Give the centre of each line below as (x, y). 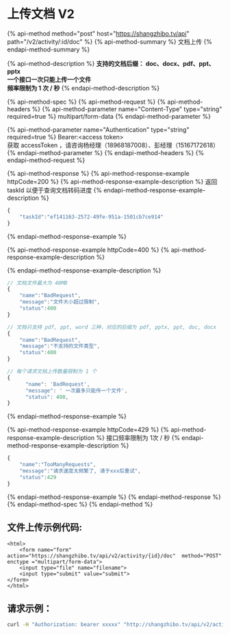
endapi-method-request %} (46, 160)
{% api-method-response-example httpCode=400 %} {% (88, 250)
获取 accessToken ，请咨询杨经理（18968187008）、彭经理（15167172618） (113, 145)
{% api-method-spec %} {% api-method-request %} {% (87, 102)
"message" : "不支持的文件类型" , (60, 346)
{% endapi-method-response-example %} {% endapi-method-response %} (114, 497)
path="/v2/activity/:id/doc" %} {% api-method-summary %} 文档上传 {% (110, 41)
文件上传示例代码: (45, 528)
